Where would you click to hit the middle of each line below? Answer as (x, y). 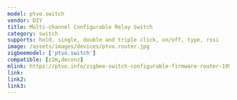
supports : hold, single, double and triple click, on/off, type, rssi (113, 40)
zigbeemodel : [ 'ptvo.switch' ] (52, 54)
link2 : (17, 79)
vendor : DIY (25, 20)
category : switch (33, 33)
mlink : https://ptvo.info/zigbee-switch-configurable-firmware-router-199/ (121, 66)
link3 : (17, 86)
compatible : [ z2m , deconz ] (45, 60)
